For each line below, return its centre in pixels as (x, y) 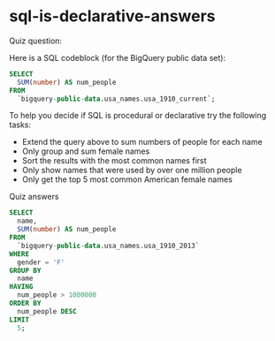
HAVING (21, 287)
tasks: (20, 125)
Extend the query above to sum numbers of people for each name (142, 142)
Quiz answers (34, 197)
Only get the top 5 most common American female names (127, 179)
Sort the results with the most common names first (114, 161)
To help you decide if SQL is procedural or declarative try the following (138, 116)
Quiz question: (36, 41)
